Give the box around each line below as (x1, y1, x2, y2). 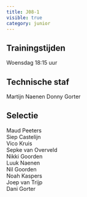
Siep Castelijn (6, 133, 41, 140)
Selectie (6, 110, 39, 121)
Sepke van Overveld (6, 146, 58, 153)
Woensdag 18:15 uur (6, 59, 58, 66)
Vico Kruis (6, 140, 32, 147)
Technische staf (6, 77, 69, 87)
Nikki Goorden (6, 152, 43, 160)
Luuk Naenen (6, 159, 40, 167)
